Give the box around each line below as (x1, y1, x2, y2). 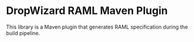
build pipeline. (6, 29, 40, 36)
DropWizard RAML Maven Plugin (6, 4, 168, 17)
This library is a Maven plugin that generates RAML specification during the (6, 23, 188, 30)
